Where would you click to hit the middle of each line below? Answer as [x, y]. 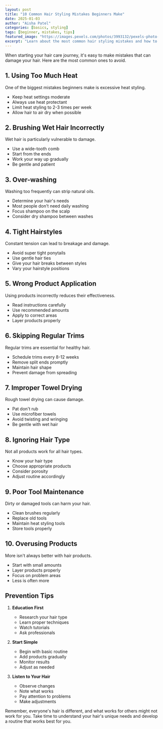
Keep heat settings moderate [41, 97]
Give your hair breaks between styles [49, 263]
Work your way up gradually [40, 159]
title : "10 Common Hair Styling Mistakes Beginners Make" [65, 14]
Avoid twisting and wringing [40, 419]
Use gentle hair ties [32, 258]
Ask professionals [37, 633]
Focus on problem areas [36, 575]
